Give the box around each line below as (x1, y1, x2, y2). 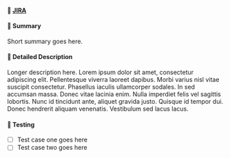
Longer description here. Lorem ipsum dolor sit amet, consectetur (7, 68, 194, 76)
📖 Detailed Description (7, 53, 73, 61)
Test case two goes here (17, 144, 87, 152)
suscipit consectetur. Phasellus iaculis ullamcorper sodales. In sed (7, 83, 195, 91)
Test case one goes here (17, 135, 88, 144)
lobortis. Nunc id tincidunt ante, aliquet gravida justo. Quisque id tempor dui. (7, 98, 224, 105)
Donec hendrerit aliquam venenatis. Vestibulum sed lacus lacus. (7, 104, 189, 113)
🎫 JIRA (7, 6, 27, 14)
